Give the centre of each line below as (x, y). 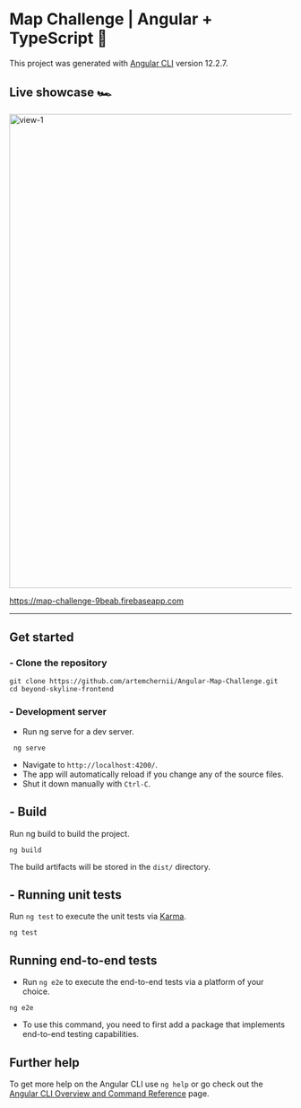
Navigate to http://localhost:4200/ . (90, 764)
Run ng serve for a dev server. (78, 731)
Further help (45, 1063)
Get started (42, 638)
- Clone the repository (58, 663)
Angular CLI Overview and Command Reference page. (109, 1093)
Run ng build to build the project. (69, 833)
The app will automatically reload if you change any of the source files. (153, 774)
